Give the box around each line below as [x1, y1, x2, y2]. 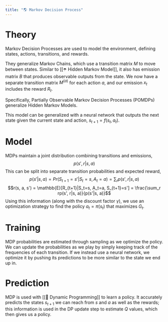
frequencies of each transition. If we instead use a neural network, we [5, 249, 150, 255]
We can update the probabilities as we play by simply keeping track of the [5, 244, 158, 250]
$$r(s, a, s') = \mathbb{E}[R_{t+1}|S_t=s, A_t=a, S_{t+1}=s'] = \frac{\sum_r [8, 185, 161, 191]
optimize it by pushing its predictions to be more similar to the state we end [5, 255, 160, 261]
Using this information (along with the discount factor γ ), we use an [5, 198, 144, 204]
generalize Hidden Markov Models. [5, 102, 78, 108]
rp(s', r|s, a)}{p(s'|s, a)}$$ [57, 190, 111, 196]
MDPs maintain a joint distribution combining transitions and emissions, [5, 152, 153, 158]
